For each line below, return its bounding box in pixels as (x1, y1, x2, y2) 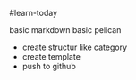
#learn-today (9, 8, 58, 18)
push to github (21, 61, 76, 71)
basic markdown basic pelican (9, 25, 122, 35)
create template (21, 52, 81, 61)
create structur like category (21, 42, 128, 52)
